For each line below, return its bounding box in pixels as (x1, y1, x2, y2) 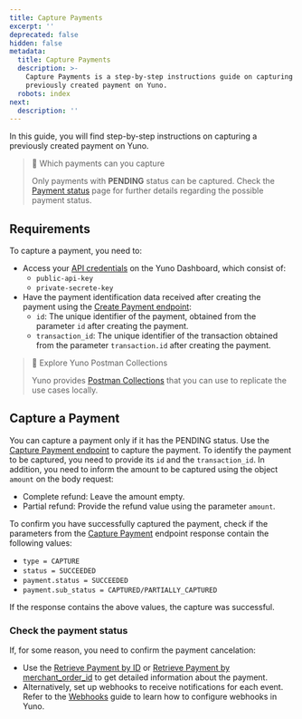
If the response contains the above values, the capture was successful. (9, 601, 276, 612)
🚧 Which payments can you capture (31, 158, 165, 169)
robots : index (17, 89, 71, 98)
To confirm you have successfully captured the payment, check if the (9, 518, 269, 529)
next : (9, 97, 30, 107)
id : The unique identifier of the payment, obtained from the (35, 311, 257, 322)
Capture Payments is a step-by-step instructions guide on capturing (25, 73, 294, 82)
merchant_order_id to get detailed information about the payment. (22, 672, 269, 683)
